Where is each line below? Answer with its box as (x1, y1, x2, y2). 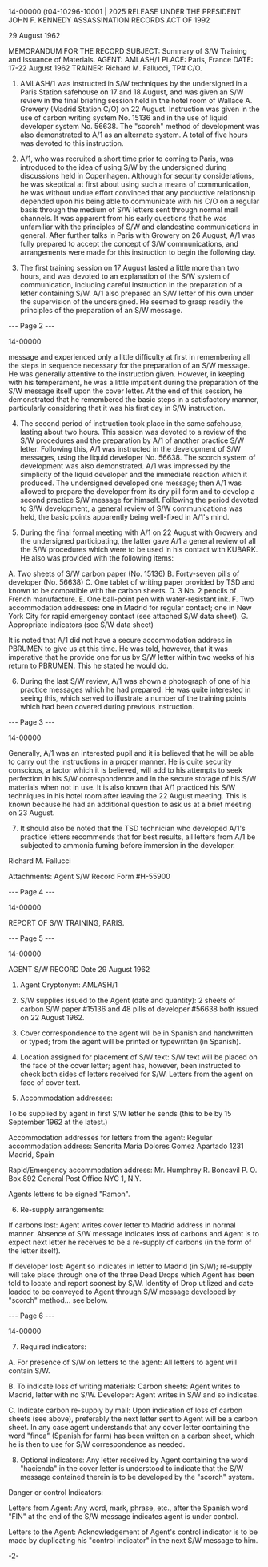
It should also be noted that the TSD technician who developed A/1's (19, 824, 246, 833)
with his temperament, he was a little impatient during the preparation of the (8, 378, 259, 387)
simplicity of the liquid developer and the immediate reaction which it (19, 470, 248, 479)
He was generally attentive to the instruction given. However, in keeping (8, 369, 246, 379)
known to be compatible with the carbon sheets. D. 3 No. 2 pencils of (8, 586, 237, 595)
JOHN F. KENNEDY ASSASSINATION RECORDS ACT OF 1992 (8, 15, 210, 25)
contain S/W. (8, 1366, 50, 1376)
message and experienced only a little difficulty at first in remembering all (8, 352, 250, 361)
